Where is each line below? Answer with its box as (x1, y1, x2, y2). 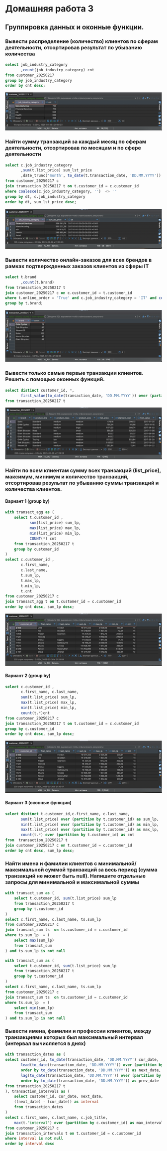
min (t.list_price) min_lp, (20, 706, 77, 711)
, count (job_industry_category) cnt (20, 67, 94, 72)
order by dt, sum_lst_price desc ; (5, 199, 77, 204)
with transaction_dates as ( (5, 1052, 66, 1057)
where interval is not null (5, 1136, 64, 1141)
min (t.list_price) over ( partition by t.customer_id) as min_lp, (20, 822, 159, 827)
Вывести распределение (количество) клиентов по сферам (5, 38, 158, 45)
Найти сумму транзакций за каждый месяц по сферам (5, 138, 147, 145)
